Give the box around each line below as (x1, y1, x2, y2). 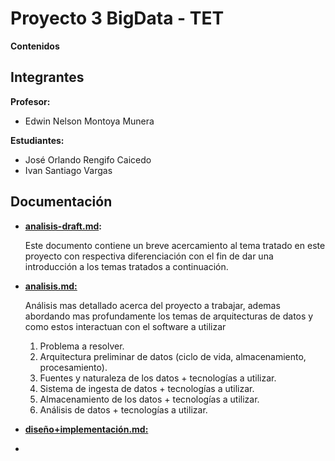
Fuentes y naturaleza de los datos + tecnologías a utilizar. (39, 372, 277, 384)
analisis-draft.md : (24, 220, 102, 232)
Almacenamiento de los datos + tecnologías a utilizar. (39, 393, 260, 405)
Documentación (10, 193, 113, 211)
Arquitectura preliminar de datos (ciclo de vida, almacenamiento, (39, 350, 307, 362)
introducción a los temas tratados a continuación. (24, 260, 229, 272)
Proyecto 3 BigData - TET (10, 7, 225, 30)
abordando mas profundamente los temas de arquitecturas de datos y (24, 310, 314, 322)
